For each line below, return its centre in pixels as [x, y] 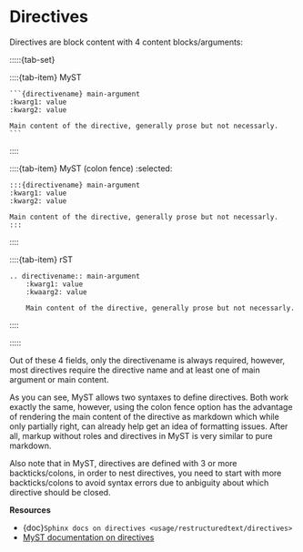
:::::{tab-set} [32, 59]
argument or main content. [59, 379]
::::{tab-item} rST [41, 259]
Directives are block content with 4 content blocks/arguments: [126, 42]
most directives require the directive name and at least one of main [135, 370]
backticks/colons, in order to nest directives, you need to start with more [146, 473]
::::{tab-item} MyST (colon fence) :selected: [91, 168]
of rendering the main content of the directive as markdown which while [144, 416]
